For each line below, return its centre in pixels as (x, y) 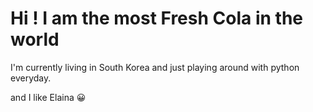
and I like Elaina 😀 (48, 97)
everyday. (31, 78)
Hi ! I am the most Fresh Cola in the (156, 18)
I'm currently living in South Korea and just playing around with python (155, 67)
